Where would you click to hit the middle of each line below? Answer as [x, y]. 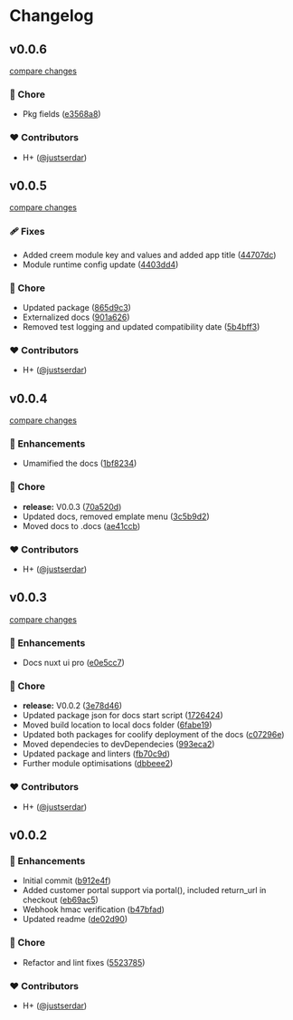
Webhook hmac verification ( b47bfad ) [94, 909]
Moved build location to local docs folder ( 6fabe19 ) [117, 725]
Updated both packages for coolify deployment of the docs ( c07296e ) [153, 735]
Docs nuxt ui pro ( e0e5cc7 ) [73, 663]
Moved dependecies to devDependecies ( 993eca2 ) [118, 745]
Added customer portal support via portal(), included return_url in [144, 890]
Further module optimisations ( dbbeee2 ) [98, 764]
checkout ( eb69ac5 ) [61, 900]
